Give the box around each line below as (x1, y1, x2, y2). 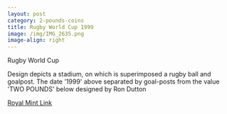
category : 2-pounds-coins (7, 17, 84, 24)
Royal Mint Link (7, 98, 53, 107)
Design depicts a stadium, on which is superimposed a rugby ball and (7, 70, 211, 79)
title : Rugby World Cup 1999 (7, 23, 94, 30)
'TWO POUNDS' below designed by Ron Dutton (7, 85, 147, 93)
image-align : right (7, 37, 65, 44)
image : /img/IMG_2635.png (7, 30, 84, 38)
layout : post (7, 10, 46, 18)
